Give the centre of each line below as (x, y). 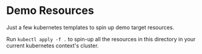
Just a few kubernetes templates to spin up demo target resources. (90, 27)
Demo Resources (50, 11)
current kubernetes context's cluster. (52, 46)
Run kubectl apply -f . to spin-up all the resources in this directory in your (101, 39)
